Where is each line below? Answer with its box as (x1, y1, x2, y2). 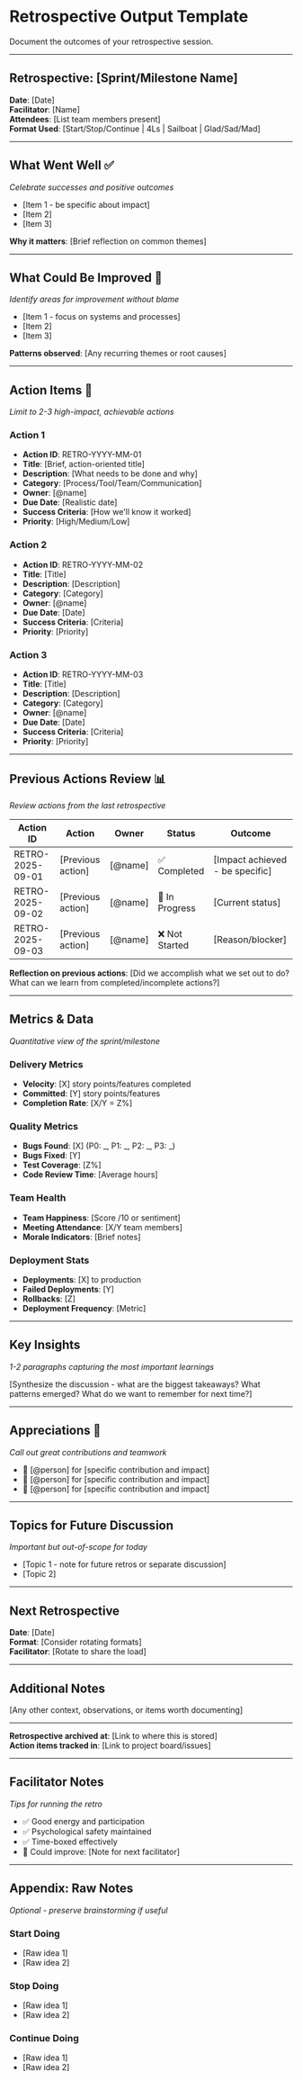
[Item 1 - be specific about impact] (22, 199, 150, 210)
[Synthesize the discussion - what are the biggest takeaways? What (9, 1379, 261, 1390)
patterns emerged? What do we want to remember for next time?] (9, 1388, 253, 1399)
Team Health (9, 1192, 67, 1204)
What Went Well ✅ (9, 158, 115, 173)
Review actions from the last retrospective (9, 799, 166, 811)
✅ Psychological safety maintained (22, 1825, 152, 1837)
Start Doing (9, 1927, 60, 1940)
